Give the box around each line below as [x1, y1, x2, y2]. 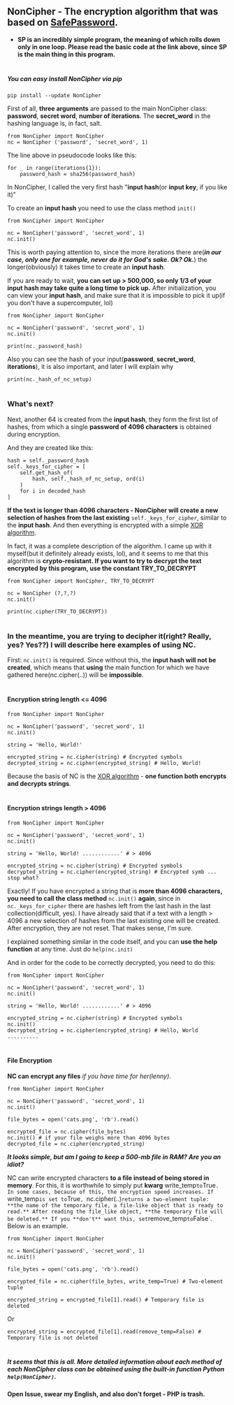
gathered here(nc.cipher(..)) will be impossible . [7, 671, 144, 679]
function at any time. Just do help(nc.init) [7, 945, 134, 953]
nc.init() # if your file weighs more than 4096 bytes [7, 1134, 170, 1141]
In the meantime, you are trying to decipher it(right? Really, [7, 631, 212, 641]
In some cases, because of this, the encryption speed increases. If [7, 1188, 214, 1195]
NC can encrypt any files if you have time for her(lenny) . [7, 1072, 171, 1080]
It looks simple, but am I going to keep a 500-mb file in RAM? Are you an [7, 1152, 221, 1161]
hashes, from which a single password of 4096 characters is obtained [7, 422, 212, 431]
